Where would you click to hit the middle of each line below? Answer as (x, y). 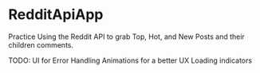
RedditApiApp (56, 15)
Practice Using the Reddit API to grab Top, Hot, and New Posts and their (126, 36)
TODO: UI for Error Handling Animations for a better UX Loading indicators (130, 60)
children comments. (41, 44)
